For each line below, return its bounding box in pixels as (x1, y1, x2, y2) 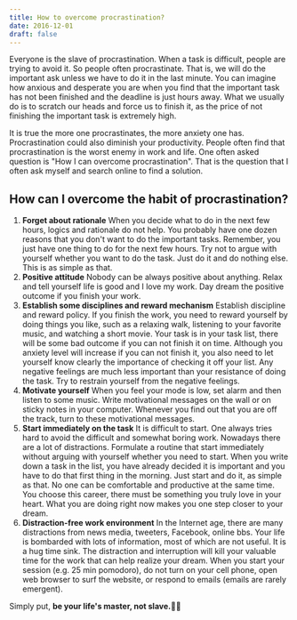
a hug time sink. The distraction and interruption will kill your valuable (21, 546, 277, 557)
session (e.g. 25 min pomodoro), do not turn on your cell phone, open (21, 565, 278, 576)
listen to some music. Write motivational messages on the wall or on (21, 395, 271, 406)
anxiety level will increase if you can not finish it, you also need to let (21, 348, 274, 358)
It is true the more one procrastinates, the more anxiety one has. (9, 128, 245, 139)
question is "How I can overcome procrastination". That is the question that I (9, 157, 289, 167)
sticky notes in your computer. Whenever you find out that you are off (21, 404, 277, 415)
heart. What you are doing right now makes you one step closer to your (21, 499, 284, 510)
